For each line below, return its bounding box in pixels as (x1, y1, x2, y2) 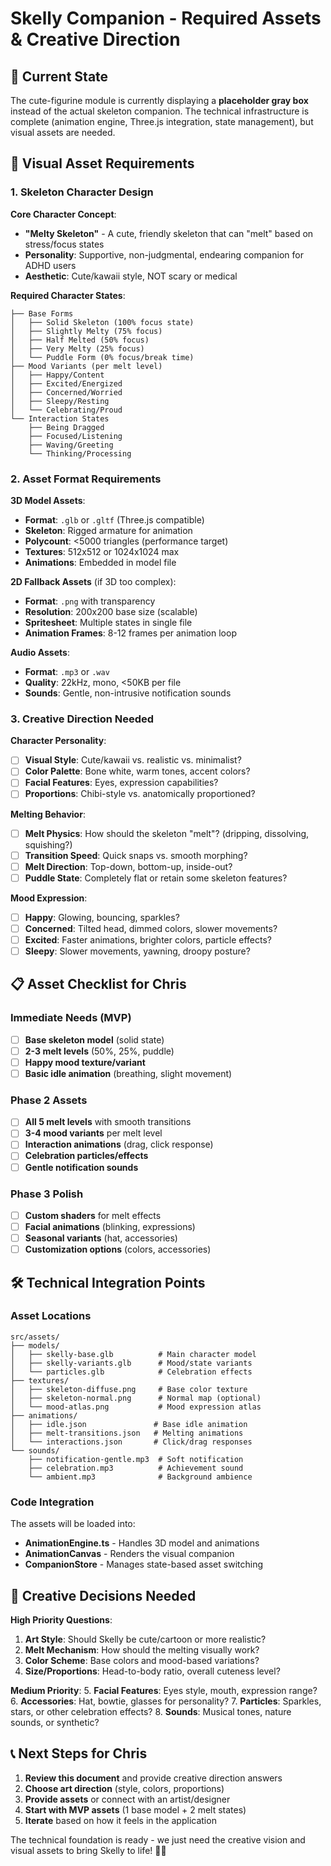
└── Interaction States (10, 413, 110, 424)
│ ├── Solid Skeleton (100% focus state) (10, 317, 195, 327)
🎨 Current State (10, 68, 109, 85)
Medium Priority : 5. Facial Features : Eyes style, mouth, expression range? (10, 1684, 318, 1696)
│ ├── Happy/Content (10, 370, 105, 380)
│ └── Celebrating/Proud (10, 405, 123, 415)
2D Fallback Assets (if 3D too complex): (10, 575, 177, 587)
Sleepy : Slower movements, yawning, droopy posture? (24, 945, 251, 957)
